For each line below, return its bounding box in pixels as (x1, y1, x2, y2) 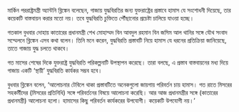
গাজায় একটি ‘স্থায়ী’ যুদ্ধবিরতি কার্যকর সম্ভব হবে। (7, 67, 103, 74)
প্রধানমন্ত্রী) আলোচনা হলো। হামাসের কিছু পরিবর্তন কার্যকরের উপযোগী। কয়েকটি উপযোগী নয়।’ (7, 96, 195, 105)
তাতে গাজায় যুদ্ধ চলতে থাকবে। (7, 44, 70, 52)
